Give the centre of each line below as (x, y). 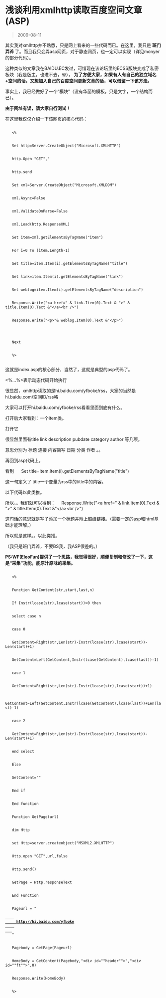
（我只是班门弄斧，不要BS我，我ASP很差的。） (53, 546)
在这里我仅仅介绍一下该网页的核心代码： (46, 119)
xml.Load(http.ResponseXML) (41, 224)
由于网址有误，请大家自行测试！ (38, 108)
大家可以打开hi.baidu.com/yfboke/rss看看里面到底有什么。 (65, 407)
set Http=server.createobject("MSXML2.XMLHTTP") (63, 843)
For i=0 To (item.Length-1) (41, 250)
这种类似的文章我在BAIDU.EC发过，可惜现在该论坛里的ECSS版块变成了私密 (82, 68)
